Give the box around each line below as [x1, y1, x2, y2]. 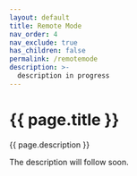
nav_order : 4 [9, 29, 58, 38]
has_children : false [9, 46, 87, 55]
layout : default [9, 13, 70, 22]
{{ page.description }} [9, 139, 90, 150]
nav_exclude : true [9, 38, 78, 47]
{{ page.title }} [9, 109, 120, 130]
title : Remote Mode [9, 21, 82, 30]
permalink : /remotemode [9, 54, 98, 63]
